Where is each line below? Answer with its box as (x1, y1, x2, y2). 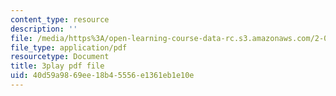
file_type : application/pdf (10, 42, 128, 53)
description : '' (10, 24, 78, 34)
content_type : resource (10, 14, 110, 25)
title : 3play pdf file (10, 61, 105, 71)
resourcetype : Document (10, 52, 110, 62)
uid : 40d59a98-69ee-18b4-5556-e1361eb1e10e (10, 71, 195, 81)
